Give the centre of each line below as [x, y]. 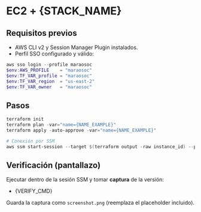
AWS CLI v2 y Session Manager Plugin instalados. [76, 47]
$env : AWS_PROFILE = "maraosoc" [49, 70]
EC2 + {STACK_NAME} [64, 11]
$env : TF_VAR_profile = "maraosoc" [49, 76]
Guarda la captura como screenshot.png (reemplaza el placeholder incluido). [100, 203]
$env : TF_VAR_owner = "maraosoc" [49, 87]
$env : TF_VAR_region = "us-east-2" [51, 81]
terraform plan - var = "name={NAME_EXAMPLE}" [61, 125]
